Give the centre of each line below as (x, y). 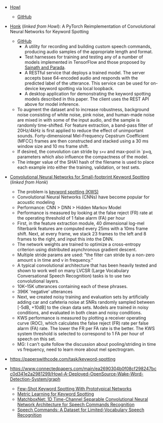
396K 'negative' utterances (45, 292)
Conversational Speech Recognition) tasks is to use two (74, 276)
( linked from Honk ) (29, 182)
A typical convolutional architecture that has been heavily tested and (87, 265)
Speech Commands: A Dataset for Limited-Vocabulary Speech (81, 410)
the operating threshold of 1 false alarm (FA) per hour (71, 218)
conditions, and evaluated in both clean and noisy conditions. (80, 313)
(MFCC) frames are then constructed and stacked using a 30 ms (83, 141)
